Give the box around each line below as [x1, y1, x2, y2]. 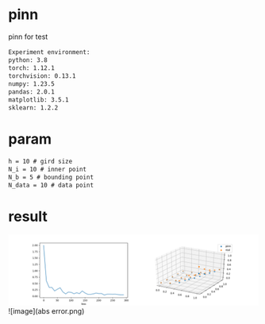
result [8, 208, 48, 226]
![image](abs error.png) [8, 306, 85, 315]
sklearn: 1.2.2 [8, 103, 59, 112]
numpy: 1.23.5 [8, 79, 56, 88]
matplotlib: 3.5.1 [8, 95, 69, 104]
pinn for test [8, 32, 48, 41]
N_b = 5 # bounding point [8, 173, 94, 181]
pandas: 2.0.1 [8, 87, 56, 96]
